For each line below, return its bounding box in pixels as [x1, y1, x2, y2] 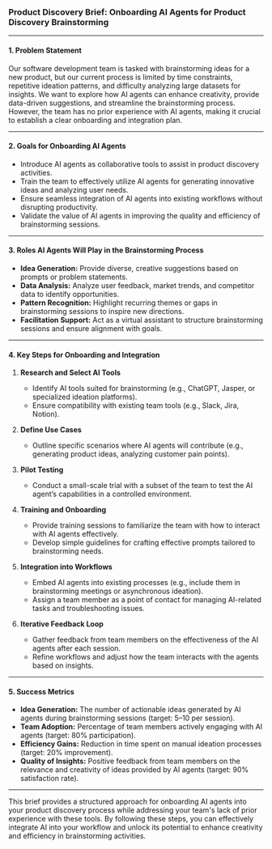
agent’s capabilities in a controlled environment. [32, 489, 192, 499]
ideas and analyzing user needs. [19, 185, 129, 194]
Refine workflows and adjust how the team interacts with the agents [32, 652, 259, 662]
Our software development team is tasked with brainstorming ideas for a [8, 63, 250, 73]
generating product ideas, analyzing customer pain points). [32, 449, 230, 459]
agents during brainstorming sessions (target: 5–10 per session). [19, 713, 236, 723]
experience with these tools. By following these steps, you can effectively [8, 814, 254, 824]
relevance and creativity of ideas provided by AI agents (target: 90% [19, 765, 249, 775]
